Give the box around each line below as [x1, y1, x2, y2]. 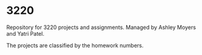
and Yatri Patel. [6, 30, 45, 37]
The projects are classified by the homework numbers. [6, 42, 144, 49]
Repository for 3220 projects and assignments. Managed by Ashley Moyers [6, 24, 197, 31]
